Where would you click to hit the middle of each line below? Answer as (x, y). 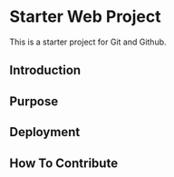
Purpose (34, 101)
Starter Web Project (85, 17)
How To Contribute (64, 163)
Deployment (45, 132)
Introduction (45, 70)
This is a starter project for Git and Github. (88, 42)
